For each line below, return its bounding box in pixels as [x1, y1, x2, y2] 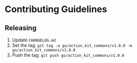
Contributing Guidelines [5, 4, 107, 15]
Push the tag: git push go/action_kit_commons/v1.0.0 [12, 52, 124, 58]
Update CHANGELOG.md [12, 37, 56, 43]
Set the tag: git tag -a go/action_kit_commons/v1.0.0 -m [12, 42, 132, 48]
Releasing [5, 24, 37, 32]
